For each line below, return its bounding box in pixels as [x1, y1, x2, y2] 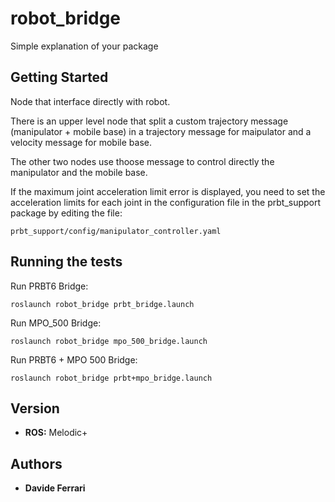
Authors [10, 455, 63, 472]
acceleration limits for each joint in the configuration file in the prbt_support [10, 196, 322, 208]
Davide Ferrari [24, 482, 86, 494]
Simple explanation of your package [10, 40, 159, 52]
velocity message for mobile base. [10, 136, 152, 148]
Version [10, 400, 60, 417]
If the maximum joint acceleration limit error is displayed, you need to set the [10, 185, 326, 197]
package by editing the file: [10, 207, 123, 219]
